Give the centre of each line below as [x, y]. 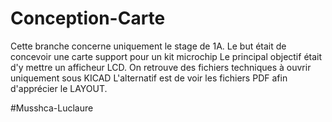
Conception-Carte [88, 18]
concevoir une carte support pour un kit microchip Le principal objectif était [166, 56]
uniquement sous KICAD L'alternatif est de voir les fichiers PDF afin [149, 78]
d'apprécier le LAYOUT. [59, 88]
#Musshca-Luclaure [52, 108]
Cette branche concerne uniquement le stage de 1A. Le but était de [148, 46]
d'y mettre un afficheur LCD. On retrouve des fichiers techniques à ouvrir [161, 67]
